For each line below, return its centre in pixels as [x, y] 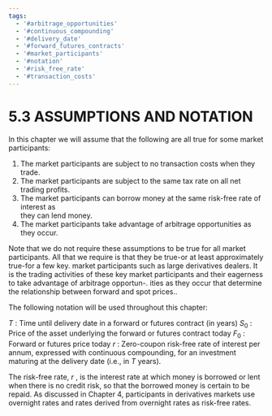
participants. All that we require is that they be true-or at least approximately [136, 257]
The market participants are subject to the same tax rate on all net [130, 180]
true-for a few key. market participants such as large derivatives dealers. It [133, 266]
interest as [38, 206]
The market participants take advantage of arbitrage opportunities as [136, 223]
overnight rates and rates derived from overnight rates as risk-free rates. [130, 403]
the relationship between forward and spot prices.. [93, 291]
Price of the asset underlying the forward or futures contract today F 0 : [127, 334]
